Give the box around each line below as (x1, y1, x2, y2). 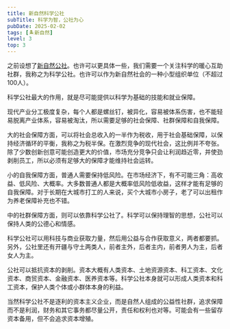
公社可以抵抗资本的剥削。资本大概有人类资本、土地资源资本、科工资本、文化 (7, 266, 223, 274)
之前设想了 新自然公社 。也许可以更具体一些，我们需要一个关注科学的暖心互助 (7, 62, 223, 69)
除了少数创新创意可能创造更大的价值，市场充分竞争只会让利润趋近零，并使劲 (7, 148, 223, 156)
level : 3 (7, 36, 32, 42)
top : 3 (7, 42, 26, 49)
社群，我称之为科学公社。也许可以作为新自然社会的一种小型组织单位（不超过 (7, 70, 223, 78)
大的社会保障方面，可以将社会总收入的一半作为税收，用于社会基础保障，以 (7, 131, 217, 139)
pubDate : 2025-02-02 (7, 23, 66, 29)
